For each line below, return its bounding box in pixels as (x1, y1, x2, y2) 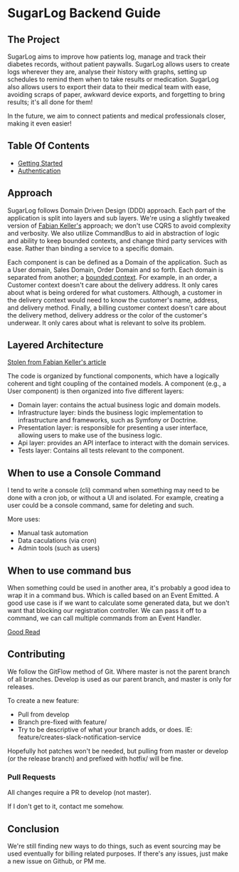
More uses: (7, 515, 41, 524)
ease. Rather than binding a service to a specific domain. (7, 244, 174, 253)
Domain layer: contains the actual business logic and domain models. (17, 401, 221, 410)
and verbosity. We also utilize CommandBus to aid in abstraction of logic (7, 228, 220, 237)
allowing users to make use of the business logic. (17, 431, 162, 440)
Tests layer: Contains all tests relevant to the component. (17, 446, 185, 455)
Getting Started (17, 158, 63, 167)
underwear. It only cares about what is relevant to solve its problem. (7, 318, 206, 327)
